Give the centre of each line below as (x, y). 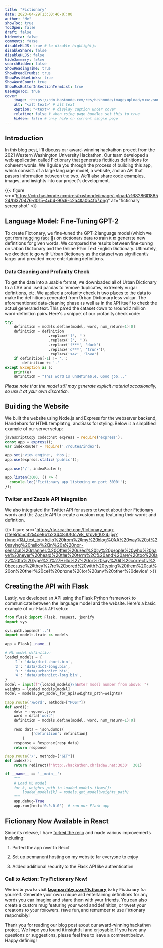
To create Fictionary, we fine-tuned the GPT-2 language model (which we (78, 233)
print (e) (23, 372)
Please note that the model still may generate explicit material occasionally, (81, 386)
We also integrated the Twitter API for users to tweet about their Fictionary (79, 510)
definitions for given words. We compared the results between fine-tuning (79, 243)
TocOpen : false (20, 28)
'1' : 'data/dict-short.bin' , (43, 662)
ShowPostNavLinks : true (29, 78)
